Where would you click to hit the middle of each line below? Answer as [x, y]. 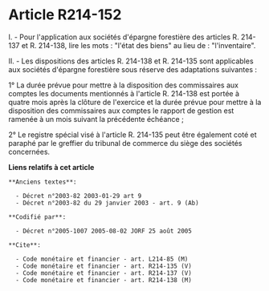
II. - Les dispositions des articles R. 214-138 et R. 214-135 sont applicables [131, 61]
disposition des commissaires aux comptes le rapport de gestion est [121, 111]
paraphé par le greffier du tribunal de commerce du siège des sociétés [125, 143]
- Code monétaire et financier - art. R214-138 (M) [104, 280]
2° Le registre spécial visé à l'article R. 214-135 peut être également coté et [132, 135]
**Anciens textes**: [43, 182]
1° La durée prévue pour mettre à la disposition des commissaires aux [124, 85]
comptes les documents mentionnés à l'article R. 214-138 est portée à [124, 93]
